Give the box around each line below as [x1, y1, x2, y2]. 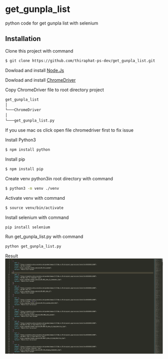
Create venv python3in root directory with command [5, 175, 113, 181]
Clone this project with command [5, 48, 73, 54]
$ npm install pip [5, 166, 43, 171]
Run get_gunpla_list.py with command [5, 234, 83, 240]
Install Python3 [5, 137, 36, 143]
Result [5, 253, 18, 259]
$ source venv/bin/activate [5, 205, 64, 210]
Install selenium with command [5, 214, 69, 220]
